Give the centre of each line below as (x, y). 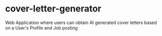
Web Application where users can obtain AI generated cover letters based (81, 22)
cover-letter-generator (53, 9)
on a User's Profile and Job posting (42, 27)
